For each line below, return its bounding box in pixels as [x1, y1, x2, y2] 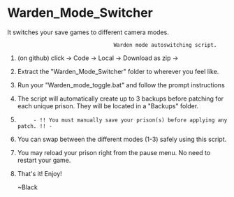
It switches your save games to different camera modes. [7, 28, 169, 36]
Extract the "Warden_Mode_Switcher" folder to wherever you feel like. [17, 67, 219, 75]
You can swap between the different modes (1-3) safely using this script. [17, 135, 227, 143]
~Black [17, 183, 38, 191]
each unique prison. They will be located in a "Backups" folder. [17, 101, 199, 110]
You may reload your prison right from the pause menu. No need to [17, 148, 211, 156]
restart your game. [17, 156, 71, 164]
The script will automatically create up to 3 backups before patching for [17, 94, 224, 103]
